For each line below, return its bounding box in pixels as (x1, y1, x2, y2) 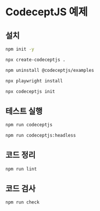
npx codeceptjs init (5, 88, 56, 94)
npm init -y (5, 46, 34, 52)
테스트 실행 (5, 106, 43, 116)
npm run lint (5, 166, 37, 172)
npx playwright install (5, 78, 63, 84)
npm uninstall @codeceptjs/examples (5, 67, 94, 73)
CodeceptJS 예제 (5, 5, 88, 19)
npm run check (5, 199, 40, 205)
